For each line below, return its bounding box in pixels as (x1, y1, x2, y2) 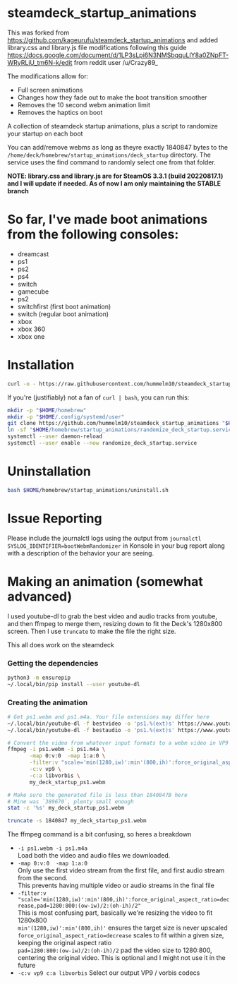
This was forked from (7, 28, 70, 37)
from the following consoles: (7, 227, 179, 243)
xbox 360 (17, 325, 46, 333)
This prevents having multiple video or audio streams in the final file (17, 881, 215, 890)
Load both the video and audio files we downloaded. (17, 851, 171, 860)
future (17, 961, 36, 970)
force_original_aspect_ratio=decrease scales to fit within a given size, (17, 931, 224, 940)
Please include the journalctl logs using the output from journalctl (7, 534, 202, 542)
